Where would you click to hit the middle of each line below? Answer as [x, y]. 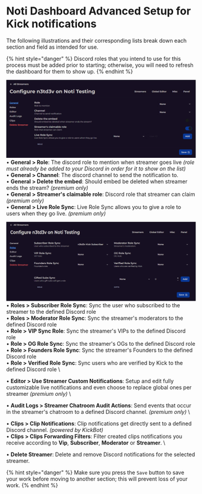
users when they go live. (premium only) [56, 213]
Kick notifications [51, 24]
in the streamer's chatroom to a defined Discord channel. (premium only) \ [98, 411]
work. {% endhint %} [32, 485]
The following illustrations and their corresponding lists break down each [96, 40]
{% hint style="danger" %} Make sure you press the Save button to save [95, 472]
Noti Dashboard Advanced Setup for [99, 11]
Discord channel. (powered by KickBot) [55, 430]
